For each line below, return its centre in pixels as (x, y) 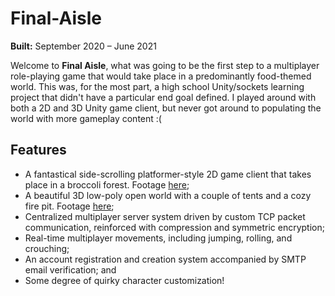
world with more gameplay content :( (86, 118)
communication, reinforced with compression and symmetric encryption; (174, 227)
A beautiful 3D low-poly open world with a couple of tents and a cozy (168, 195)
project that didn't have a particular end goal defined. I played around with (163, 97)
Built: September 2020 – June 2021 (83, 46)
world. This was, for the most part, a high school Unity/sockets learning (157, 86)
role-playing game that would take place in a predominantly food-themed (161, 76)
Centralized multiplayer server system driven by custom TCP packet (165, 216)
